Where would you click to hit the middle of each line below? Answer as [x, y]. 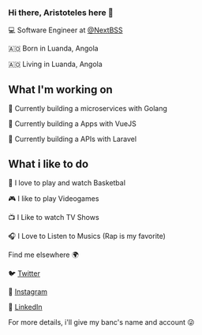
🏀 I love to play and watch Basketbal [67, 182]
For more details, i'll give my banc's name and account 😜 [101, 322]
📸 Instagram [28, 292]
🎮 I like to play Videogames [54, 198]
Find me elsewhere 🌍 [43, 255]
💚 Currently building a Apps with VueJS [72, 124]
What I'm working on [60, 89]
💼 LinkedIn [25, 307]
